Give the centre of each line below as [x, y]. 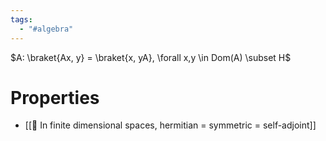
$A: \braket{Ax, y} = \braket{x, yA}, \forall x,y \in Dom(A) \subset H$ [151, 57]
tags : [21, 19]
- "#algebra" [46, 29]
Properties [55, 97]
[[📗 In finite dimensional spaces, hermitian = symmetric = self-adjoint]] [170, 125]
